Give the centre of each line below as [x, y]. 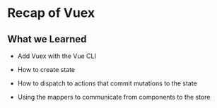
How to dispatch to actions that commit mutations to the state [107, 83]
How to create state [46, 70]
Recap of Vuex [51, 13]
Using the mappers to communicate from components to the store [114, 97]
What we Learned [47, 39]
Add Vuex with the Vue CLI [57, 56]
